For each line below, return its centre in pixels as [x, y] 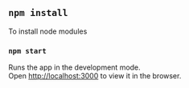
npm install [38, 13]
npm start [27, 51]
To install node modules [48, 31]
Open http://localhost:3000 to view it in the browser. [95, 76]
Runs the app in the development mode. [74, 67]
